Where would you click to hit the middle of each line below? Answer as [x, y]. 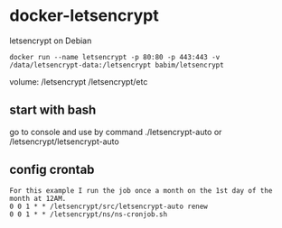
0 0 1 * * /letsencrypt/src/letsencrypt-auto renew [108, 206]
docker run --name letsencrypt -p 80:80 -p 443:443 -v [115, 57]
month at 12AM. [38, 198]
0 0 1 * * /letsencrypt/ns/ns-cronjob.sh [89, 214]
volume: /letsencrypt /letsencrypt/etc [79, 81]
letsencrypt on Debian [51, 41]
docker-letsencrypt [85, 16]
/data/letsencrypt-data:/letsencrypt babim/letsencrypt [117, 65]
